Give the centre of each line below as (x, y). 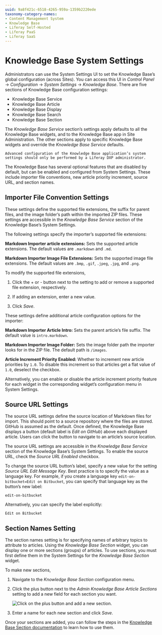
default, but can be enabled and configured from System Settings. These (78, 172)
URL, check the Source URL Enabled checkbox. (52, 457)
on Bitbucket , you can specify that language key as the (93, 481)
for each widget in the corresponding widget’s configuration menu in (73, 384)
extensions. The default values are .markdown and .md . (59, 249)
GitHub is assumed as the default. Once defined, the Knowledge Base (74, 427)
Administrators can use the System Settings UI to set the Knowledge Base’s (80, 74)
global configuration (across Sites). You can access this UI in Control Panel (80, 79)
